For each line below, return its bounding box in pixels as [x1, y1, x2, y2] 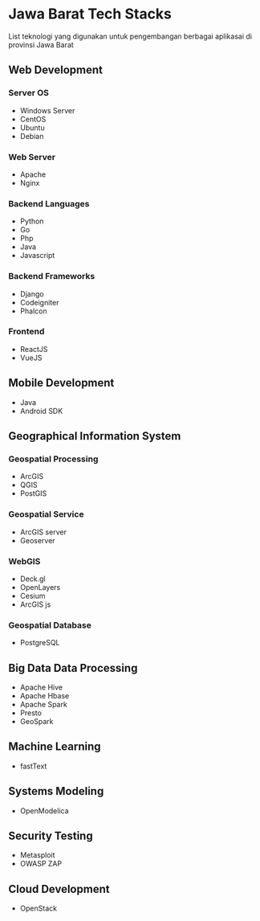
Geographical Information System [8, 429, 181, 443]
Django [19, 289, 44, 298]
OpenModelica [19, 805, 70, 816]
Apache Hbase [19, 691, 70, 701]
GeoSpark [19, 717, 54, 727]
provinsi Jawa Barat [8, 39, 74, 49]
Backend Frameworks [8, 271, 95, 282]
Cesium [19, 591, 46, 600]
